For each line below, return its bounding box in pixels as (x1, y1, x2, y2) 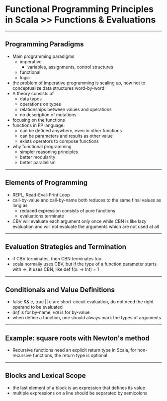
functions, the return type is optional (33, 353, 108, 358)
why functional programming (12, 143, 72, 149)
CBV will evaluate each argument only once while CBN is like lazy (12, 218, 147, 224)
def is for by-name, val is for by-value (12, 309, 90, 315)
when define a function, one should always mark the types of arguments (12, 315, 162, 321)
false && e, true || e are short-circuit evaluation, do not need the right (12, 299, 154, 305)
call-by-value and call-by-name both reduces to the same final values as (12, 197, 162, 203)
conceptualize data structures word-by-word (12, 85, 105, 91)
